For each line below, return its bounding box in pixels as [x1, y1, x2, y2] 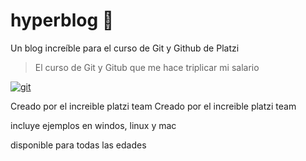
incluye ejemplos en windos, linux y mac [10, 119, 177, 131]
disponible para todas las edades [10, 139, 147, 151]
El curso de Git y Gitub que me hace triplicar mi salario [34, 61, 260, 73]
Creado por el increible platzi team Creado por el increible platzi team [10, 100, 297, 112]
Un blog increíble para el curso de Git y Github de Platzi [10, 42, 240, 54]
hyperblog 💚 [10, 9, 115, 32]
